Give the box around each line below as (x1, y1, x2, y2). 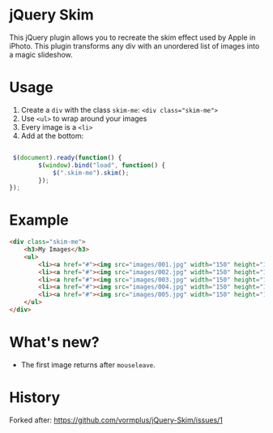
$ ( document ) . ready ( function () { (12, 153, 122, 161)
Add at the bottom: (20, 131, 84, 140)
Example (9, 211, 69, 229)
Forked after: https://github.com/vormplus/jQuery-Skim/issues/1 (9, 415, 224, 425)
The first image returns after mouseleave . (20, 359, 156, 370)
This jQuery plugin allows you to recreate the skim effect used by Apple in (9, 32, 256, 42)
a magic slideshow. (9, 49, 74, 59)
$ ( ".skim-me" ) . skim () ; (52, 169, 130, 177)
